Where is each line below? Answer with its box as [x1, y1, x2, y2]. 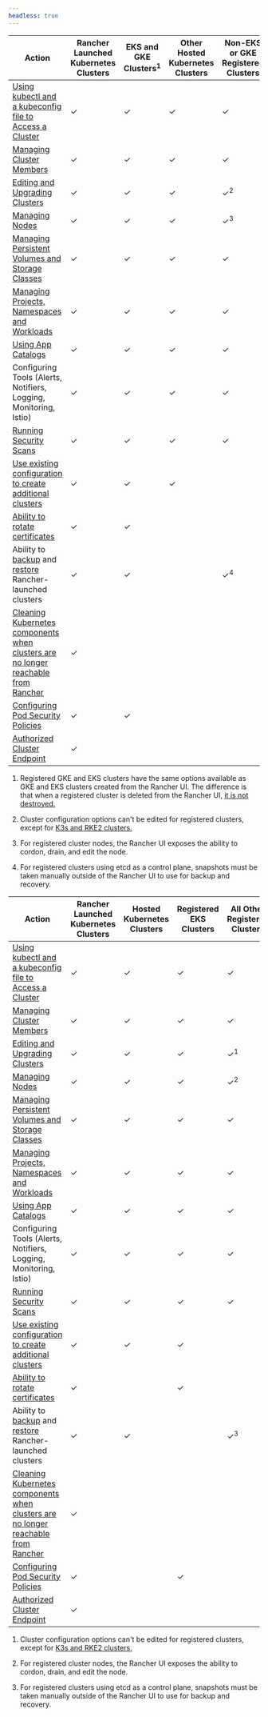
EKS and [125, 41, 160, 52]
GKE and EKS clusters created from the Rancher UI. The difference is [19, 782, 247, 791]
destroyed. [19, 798, 56, 808]
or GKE [229, 47, 257, 58]
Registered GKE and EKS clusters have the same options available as [19, 773, 246, 782]
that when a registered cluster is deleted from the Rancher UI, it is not [19, 790, 249, 800]
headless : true [8, 11, 59, 20]
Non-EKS [224, 37, 262, 48]
